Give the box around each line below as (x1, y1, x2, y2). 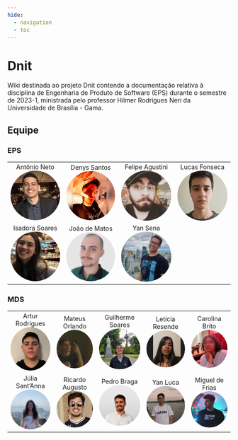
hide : (7, 11, 23, 18)
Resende (152, 323, 179, 331)
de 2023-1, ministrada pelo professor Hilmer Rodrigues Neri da (7, 96, 191, 105)
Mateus (63, 314, 86, 323)
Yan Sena (132, 224, 161, 233)
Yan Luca (152, 378, 179, 387)
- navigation (13, 18, 52, 26)
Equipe (7, 124, 39, 136)
